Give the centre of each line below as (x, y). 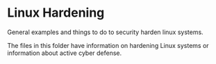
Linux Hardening (56, 13)
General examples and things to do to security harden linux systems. (105, 32)
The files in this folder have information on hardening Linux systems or (108, 45)
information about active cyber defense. (65, 53)
